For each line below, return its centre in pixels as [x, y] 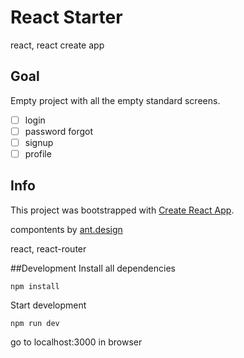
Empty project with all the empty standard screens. [115, 100]
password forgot [59, 131]
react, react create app [57, 45]
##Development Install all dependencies [93, 268]
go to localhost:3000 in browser [76, 342]
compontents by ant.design [66, 229]
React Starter [66, 17]
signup [39, 142]
